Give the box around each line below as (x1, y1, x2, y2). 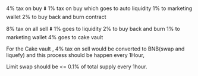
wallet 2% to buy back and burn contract (6, 14, 106, 20)
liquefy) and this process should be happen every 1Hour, (6, 52, 144, 58)
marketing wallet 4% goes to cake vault (6, 34, 103, 40)
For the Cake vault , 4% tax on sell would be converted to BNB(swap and (6, 45, 185, 52)
